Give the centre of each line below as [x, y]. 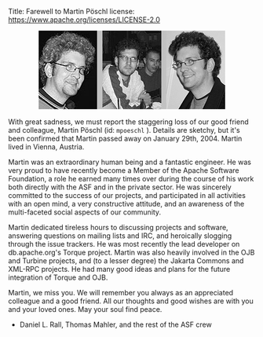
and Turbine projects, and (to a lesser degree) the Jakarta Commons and [126, 261]
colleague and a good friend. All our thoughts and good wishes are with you [131, 301]
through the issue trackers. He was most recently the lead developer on [124, 244]
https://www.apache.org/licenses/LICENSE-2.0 [84, 20]
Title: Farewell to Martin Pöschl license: [71, 11]
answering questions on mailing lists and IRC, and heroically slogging [120, 236]
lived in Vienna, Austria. [46, 147]
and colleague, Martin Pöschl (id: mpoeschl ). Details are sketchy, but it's [124, 130]
